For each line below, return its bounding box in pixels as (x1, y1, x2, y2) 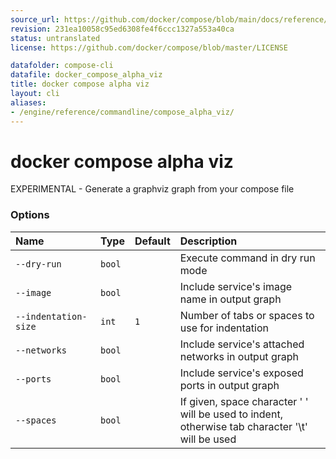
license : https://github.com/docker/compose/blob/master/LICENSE (10, 42, 288, 53)
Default (134, 234, 171, 248)
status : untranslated (10, 33, 101, 43)
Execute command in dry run (179, 251, 316, 265)
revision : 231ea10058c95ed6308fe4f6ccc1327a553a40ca (10, 24, 235, 34)
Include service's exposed (179, 366, 304, 380)
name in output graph (179, 292, 282, 306)
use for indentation (179, 321, 270, 335)
